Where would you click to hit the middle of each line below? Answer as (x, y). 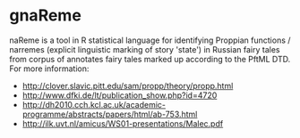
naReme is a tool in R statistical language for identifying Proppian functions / (150, 40)
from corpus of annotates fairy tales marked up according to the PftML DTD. (150, 59)
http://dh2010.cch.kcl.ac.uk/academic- (94, 104)
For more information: (49, 69)
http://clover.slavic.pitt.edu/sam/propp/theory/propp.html (128, 85)
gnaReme (46, 16)
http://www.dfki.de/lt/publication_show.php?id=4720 (120, 95)
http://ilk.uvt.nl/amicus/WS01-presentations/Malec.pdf (123, 123)
